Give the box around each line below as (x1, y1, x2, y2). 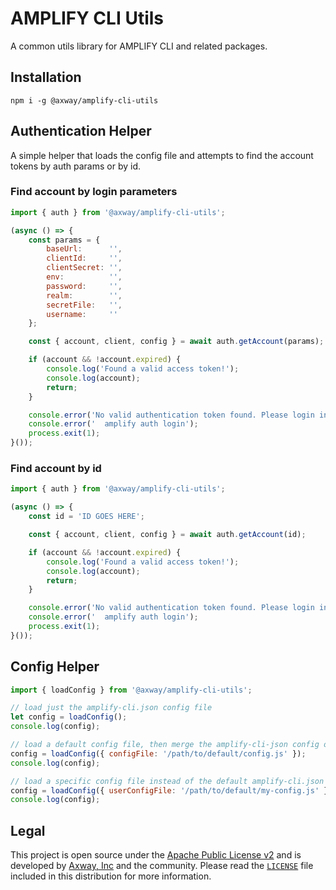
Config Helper (10, 658, 100, 676)
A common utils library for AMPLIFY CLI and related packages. (10, 40, 268, 52)
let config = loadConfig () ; (10, 712, 128, 722)
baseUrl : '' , (46, 244, 123, 254)
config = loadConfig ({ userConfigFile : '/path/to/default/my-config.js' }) (10, 785, 333, 796)
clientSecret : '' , (46, 263, 123, 273)
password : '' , (46, 281, 123, 291)
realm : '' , (46, 290, 123, 301)
